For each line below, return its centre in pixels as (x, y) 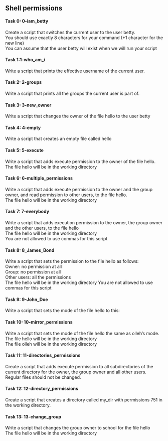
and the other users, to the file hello (42, 228)
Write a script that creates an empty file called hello (58, 139)
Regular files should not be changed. (43, 377)
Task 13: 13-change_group (33, 416)
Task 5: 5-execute (25, 150)
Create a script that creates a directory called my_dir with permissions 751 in (84, 400)
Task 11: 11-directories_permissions (43, 355)
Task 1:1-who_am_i (25, 60)
